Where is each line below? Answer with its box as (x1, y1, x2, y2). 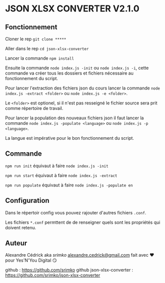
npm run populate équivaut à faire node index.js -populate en (5, 182, 133, 188)
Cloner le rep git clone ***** (5, 36, 67, 42)
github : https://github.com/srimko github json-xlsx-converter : (5, 267, 133, 273)
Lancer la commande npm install (5, 55, 75, 61)
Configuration (5, 196, 50, 205)
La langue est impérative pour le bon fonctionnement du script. (5, 135, 134, 141)
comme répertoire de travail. (5, 105, 64, 111)
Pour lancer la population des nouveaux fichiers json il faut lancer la (5, 115, 144, 121)
